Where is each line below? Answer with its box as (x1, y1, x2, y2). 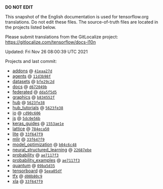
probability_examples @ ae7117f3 (12, 157, 80, 163)
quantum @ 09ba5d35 (12, 163, 55, 168)
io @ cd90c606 (12, 110, 41, 116)
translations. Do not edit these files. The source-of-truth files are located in (5, 19, 159, 25)
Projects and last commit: (5, 58, 57, 64)
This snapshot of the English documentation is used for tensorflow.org (5, 14, 149, 19)
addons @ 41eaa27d (12, 68, 53, 74)
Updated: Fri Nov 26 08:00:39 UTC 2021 (5, 49, 88, 54)
